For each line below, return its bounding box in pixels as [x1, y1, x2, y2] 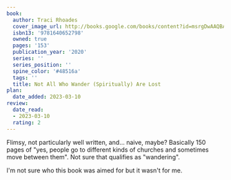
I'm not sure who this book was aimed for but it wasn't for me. [6, 166, 183, 174]
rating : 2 [12, 119, 41, 126]
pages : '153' [12, 42, 50, 49]
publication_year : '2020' [12, 49, 88, 56]
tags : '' [12, 74, 38, 81]
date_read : [12, 106, 44, 113]
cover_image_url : [12, 23, 63, 30]
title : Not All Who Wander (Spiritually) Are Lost [12, 81, 161, 88]
